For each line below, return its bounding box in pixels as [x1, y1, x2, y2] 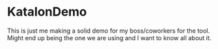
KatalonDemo [7, 4, 87, 20]
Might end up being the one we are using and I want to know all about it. [7, 33, 212, 42]
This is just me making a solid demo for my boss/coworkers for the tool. [7, 27, 210, 35]
